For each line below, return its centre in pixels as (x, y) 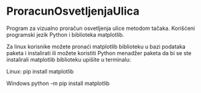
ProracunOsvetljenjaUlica (73, 11)
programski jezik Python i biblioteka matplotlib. (65, 34)
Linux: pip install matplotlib (40, 71)
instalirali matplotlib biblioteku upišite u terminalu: (69, 59)
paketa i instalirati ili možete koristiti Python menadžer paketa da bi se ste (99, 53)
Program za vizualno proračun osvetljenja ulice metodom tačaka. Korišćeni (100, 28)
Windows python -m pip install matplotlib (58, 83)
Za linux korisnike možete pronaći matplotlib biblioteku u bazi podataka (96, 46)
